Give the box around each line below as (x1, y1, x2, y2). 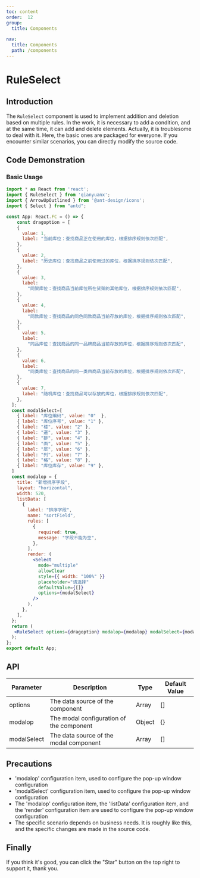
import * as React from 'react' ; (6, 186, 89, 192)
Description (73, 683, 107, 691)
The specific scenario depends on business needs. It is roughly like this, (14, 819, 192, 826)
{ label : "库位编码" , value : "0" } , (17, 413, 107, 419)
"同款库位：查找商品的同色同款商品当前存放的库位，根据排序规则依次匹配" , (27, 313, 186, 319)
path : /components (11, 48, 58, 54)
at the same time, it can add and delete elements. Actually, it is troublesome (6, 125, 192, 132)
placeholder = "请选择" (37, 579, 89, 585)
